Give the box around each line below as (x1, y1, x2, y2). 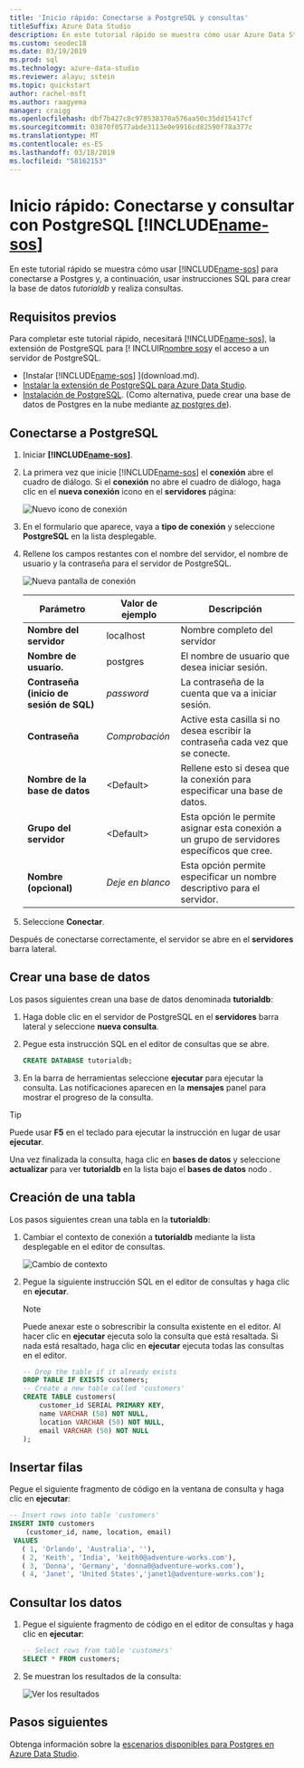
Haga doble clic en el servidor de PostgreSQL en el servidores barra (22, 1011, 279, 1022)
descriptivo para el (180, 882, 261, 895)
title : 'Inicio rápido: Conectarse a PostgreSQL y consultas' (9, 13, 249, 23)
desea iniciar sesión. (180, 661, 269, 674)
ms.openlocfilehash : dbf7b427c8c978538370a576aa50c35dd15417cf (9, 114, 253, 123)
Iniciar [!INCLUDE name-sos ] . (22, 449, 133, 460)
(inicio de (26, 687, 70, 700)
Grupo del (26, 822, 71, 834)
